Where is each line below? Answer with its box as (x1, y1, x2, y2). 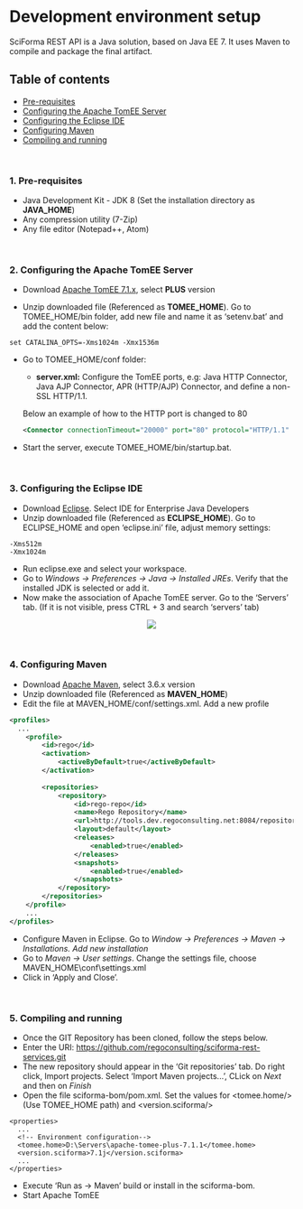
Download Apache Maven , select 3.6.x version (22, 679, 196, 690)
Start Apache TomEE (22, 1189, 100, 1200)
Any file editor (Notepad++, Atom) (22, 224, 150, 235)
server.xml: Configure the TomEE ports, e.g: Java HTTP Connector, (35, 372, 288, 383)
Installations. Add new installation (22, 943, 149, 953)
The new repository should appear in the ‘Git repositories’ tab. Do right (22, 1061, 286, 1072)
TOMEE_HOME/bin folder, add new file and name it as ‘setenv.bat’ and (22, 312, 284, 322)
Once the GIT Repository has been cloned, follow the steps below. (22, 1032, 269, 1043)
